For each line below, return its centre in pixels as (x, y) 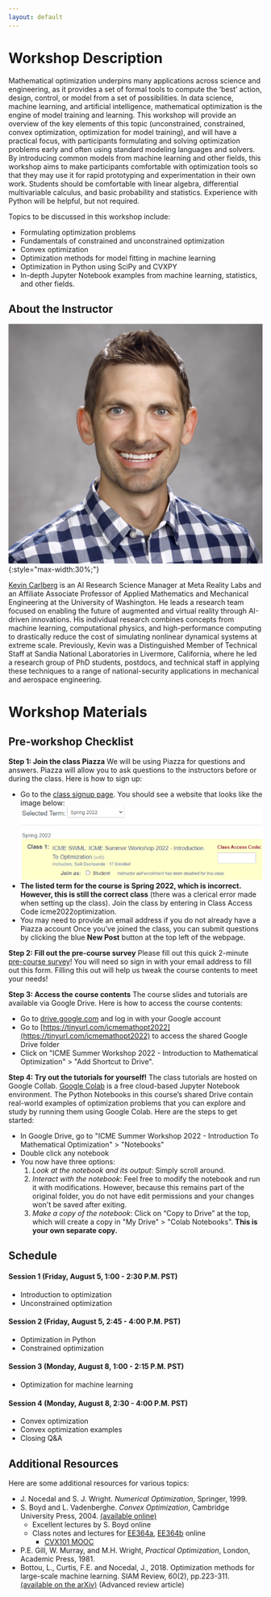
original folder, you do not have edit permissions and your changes (143, 1196)
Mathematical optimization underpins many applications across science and (134, 80)
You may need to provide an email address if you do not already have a (138, 920)
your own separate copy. (75, 1230)
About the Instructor (61, 308)
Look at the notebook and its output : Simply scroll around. (129, 1170)
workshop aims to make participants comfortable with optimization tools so (133, 167)
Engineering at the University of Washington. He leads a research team (126, 602)
